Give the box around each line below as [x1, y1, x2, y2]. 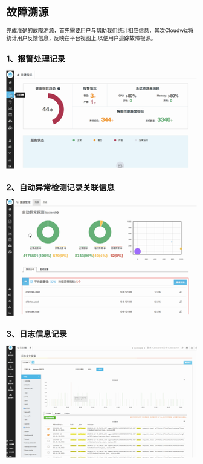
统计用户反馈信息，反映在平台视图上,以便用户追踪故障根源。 [6, 34, 156, 41]
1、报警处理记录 [6, 54, 66, 64]
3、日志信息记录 [6, 329, 68, 339]
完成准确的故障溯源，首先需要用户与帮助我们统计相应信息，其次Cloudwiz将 [6, 27, 194, 34]
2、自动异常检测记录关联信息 [6, 182, 115, 193]
